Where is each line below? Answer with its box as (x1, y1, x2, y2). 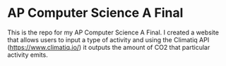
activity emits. (7, 51, 48, 59)
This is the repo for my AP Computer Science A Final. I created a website (7, 28, 219, 37)
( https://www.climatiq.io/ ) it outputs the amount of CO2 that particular (7, 43, 210, 51)
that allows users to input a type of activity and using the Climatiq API (7, 35, 210, 44)
